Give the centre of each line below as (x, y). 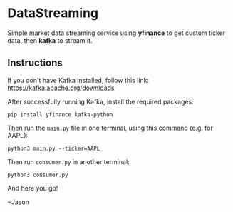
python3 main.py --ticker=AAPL (54, 148)
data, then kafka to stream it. (50, 40)
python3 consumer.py (38, 175)
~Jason (19, 202)
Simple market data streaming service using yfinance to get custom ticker (116, 33)
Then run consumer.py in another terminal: (68, 161)
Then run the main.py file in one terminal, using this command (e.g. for (110, 128)
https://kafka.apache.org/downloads (61, 88)
